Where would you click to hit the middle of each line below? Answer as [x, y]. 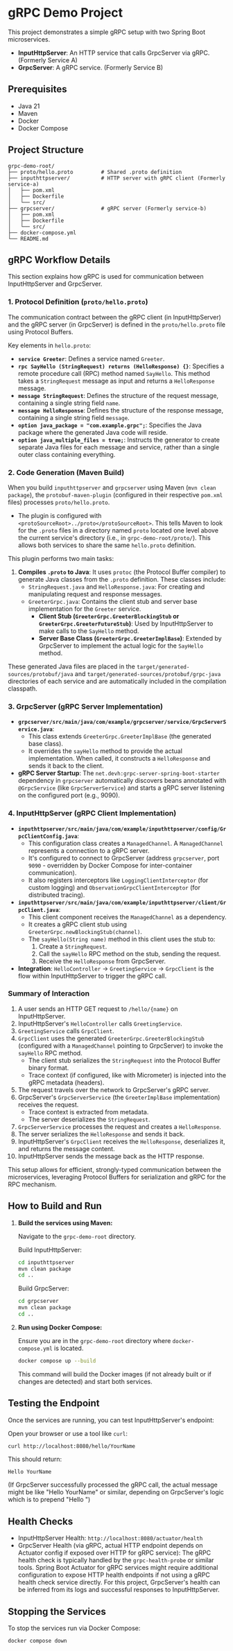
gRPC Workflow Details [59, 260]
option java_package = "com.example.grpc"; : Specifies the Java [110, 425]
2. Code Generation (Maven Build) [66, 472]
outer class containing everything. [67, 454]
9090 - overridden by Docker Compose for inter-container [110, 865]
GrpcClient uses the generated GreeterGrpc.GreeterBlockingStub [111, 1038]
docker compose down [38, 1641]
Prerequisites [37, 89]
